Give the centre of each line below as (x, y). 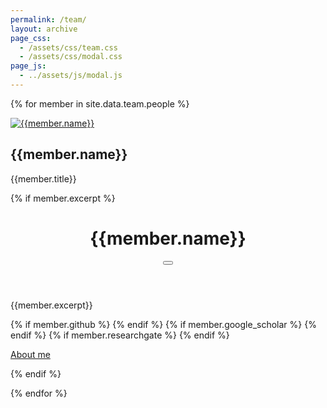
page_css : (31, 38)
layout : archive (44, 29)
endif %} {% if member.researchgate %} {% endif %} (120, 335)
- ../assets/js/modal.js (71, 76)
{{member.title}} (43, 178)
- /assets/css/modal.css (71, 57)
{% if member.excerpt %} (63, 198)
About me (30, 354)
